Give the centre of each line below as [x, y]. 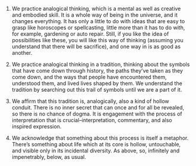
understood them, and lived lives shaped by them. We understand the [97, 83]
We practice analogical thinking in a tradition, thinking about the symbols [101, 64]
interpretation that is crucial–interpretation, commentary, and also [92, 120]
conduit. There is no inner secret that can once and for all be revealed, [98, 107]
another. [22, 53]
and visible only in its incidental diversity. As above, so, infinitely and [96, 151]
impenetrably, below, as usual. [49, 157]
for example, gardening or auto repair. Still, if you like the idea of [90, 34]
